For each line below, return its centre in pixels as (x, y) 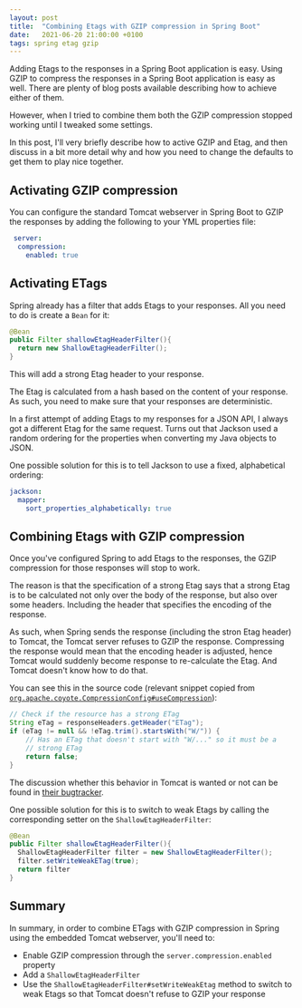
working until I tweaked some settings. (81, 125)
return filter (44, 870)
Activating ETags (58, 283)
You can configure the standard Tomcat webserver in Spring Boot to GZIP (146, 212)
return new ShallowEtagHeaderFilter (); (93, 349)
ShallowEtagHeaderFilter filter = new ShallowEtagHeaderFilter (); (145, 853)
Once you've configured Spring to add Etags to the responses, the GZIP (143, 558)
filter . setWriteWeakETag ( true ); (79, 861)
